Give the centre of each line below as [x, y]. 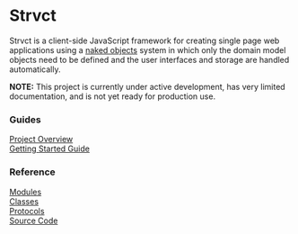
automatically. [35, 69]
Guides [26, 120]
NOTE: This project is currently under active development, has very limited [147, 86]
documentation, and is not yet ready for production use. [113, 96]
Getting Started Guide [49, 148]
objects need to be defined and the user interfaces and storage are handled [149, 59]
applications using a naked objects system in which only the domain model [148, 49]
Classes [24, 201]
